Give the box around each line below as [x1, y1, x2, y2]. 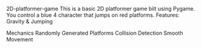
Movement [6, 36, 33, 43]
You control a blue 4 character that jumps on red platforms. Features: [6, 11, 180, 19]
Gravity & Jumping [6, 18, 53, 25]
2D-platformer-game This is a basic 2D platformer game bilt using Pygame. [6, 5, 196, 12]
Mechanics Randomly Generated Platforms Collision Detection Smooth [6, 29, 183, 37]
